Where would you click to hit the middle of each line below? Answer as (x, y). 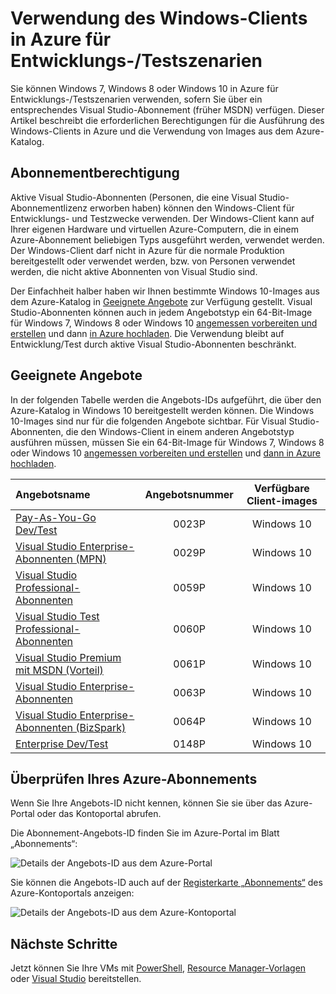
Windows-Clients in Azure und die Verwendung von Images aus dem (152, 131)
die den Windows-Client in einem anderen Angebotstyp (180, 431)
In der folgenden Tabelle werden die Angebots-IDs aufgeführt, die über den (166, 399)
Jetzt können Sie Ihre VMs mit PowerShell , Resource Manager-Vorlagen (158, 968)
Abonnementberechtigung (95, 173)
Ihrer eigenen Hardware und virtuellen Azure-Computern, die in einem (154, 229)
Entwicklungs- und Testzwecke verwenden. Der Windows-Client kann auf (162, 218)
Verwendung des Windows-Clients (159, 18)
